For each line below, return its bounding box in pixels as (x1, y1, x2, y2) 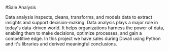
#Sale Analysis (5, 5, 37, 10)
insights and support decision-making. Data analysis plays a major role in (5, 20, 158, 25)
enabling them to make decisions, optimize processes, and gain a (5, 30, 142, 36)
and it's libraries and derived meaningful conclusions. (5, 41, 118, 47)
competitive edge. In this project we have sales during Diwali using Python (5, 35, 161, 41)
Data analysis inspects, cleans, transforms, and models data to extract (5, 14, 152, 20)
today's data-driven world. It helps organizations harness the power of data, (5, 25, 165, 31)
